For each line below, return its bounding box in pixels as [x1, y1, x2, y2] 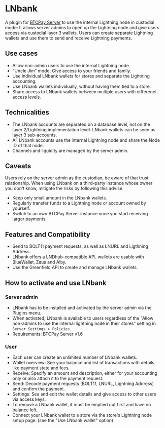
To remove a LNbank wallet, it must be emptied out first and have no [12, 402, 151, 408]
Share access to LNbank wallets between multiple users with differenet [12, 88, 157, 94]
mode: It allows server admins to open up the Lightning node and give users [5, 24, 160, 30]
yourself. [12, 205, 31, 211]
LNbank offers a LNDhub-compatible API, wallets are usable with [12, 254, 144, 260]
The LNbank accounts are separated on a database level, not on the [12, 121, 150, 127]
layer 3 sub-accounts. [12, 132, 57, 138]
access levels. [12, 94, 41, 100]
